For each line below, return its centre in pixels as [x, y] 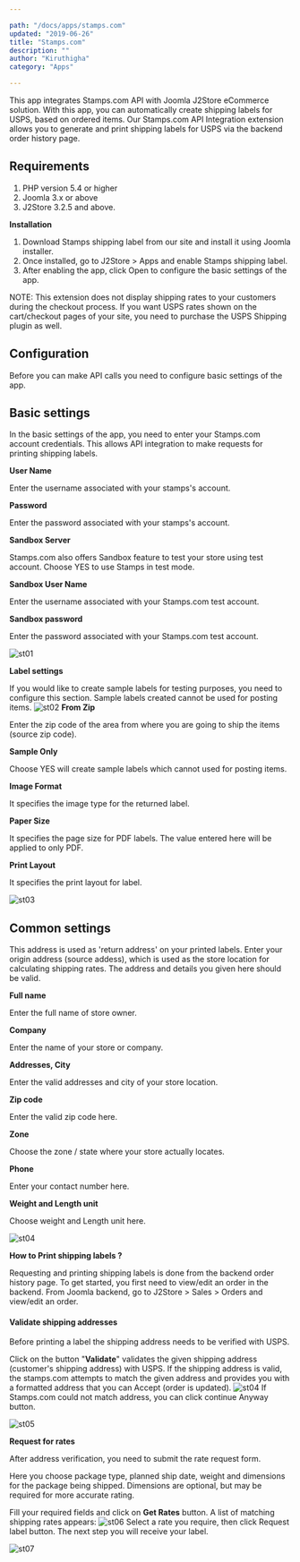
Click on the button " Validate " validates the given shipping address [133, 1359]
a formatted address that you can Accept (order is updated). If [138, 1387]
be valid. [25, 978]
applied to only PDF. [47, 848]
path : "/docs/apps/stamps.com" [68, 25]
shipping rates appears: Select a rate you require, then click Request [149, 1522]
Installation [30, 224]
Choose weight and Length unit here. [77, 1221]
